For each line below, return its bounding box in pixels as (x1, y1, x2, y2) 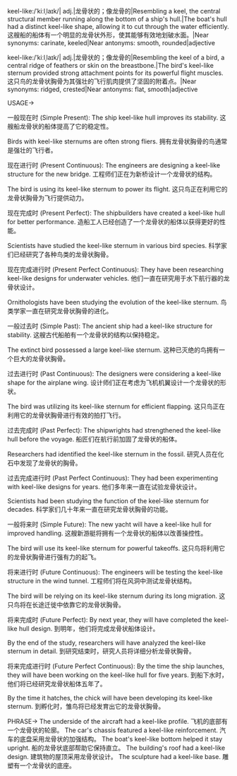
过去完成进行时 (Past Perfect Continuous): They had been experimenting (7, 474, 219, 482)
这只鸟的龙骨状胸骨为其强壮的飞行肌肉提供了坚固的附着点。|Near (7, 77, 197, 86)
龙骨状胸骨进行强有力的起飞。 (13, 553, 100, 561)
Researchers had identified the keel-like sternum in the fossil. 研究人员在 (7, 450, 219, 458)
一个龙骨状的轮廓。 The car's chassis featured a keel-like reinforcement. (7, 726, 219, 734)
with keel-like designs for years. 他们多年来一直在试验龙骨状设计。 (7, 483, 201, 490)
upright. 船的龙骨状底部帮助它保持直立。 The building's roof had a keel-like (7, 743, 226, 752)
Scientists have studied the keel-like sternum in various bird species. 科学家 (7, 242, 228, 249)
